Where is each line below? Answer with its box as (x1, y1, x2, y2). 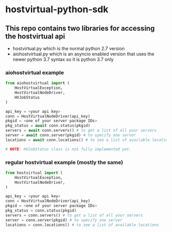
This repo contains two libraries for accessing (5, 24, 155, 33)
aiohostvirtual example (5, 69, 64, 76)
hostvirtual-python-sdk (5, 4, 109, 15)
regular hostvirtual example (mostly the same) (5, 158, 123, 166)
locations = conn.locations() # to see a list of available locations (5, 222, 159, 227)
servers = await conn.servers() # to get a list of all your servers (5, 128, 157, 133)
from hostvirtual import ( (5, 170, 63, 175)
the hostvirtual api (5, 32, 66, 40)
